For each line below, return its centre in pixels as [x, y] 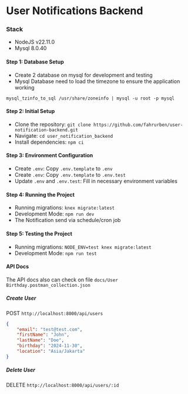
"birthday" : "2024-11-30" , [50, 346]
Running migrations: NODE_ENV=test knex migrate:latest [83, 247]
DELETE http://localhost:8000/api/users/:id [63, 385]
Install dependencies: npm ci [49, 142]
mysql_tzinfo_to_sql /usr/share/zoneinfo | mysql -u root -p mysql [90, 98]
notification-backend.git [46, 130]
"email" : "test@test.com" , [50, 329]
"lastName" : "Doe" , [41, 340]
